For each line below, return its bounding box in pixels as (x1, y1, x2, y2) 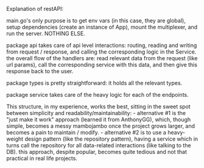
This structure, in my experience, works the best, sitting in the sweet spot (6, 103, 191, 110)
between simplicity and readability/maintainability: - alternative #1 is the (6, 110, 186, 116)
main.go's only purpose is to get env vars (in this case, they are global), (6, 17, 186, 24)
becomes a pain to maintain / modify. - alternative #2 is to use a (6, 129, 166, 136)
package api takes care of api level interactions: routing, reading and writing (6, 42, 197, 49)
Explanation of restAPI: (6, 5, 64, 12)
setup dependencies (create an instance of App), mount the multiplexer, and (6, 24, 198, 30)
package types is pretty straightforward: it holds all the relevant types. (6, 79, 183, 86)
